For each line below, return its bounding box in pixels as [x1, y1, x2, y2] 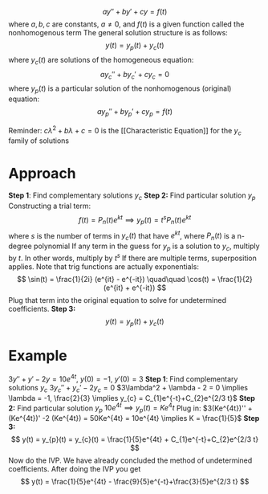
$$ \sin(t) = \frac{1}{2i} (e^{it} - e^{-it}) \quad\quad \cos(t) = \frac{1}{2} [17, 274, 253, 284]
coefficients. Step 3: [8, 304, 76, 313]
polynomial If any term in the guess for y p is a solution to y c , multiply [33, 241, 260, 252]
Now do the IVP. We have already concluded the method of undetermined [8, 455, 253, 465]
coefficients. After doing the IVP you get [8, 464, 141, 474]
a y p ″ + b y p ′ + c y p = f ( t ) [96, 107, 173, 118]
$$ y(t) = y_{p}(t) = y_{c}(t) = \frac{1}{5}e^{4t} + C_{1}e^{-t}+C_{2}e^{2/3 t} [10, 435, 259, 444]
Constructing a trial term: [8, 201, 91, 211]
